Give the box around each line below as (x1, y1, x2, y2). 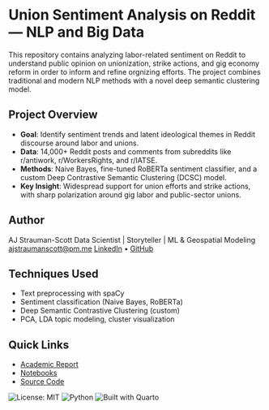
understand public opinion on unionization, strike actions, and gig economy (8, 58, 260, 68)
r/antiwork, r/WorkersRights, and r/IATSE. (19, 155, 158, 165)
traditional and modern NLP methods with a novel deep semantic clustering (8, 76, 260, 85)
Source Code (19, 377, 65, 386)
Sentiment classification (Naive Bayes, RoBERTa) (19, 297, 184, 307)
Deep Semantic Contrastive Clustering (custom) (19, 306, 181, 316)
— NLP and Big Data (8, 23, 145, 41)
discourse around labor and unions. (19, 138, 139, 148)
